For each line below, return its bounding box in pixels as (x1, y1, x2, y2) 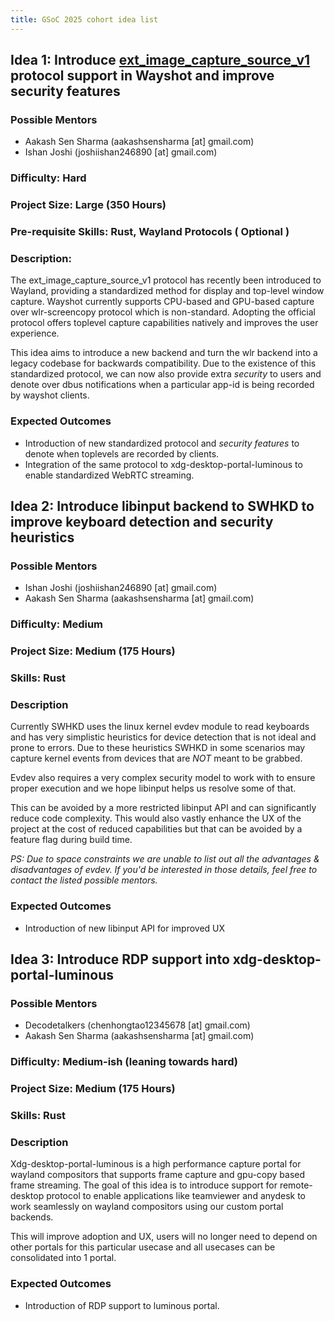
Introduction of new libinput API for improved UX (24, 922, 226, 934)
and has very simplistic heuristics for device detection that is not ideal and (10, 731, 317, 743)
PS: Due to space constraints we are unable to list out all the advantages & (10, 853, 320, 865)
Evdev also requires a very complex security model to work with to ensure (10, 772, 316, 784)
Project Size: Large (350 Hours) (10, 198, 167, 212)
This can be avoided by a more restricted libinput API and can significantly (10, 802, 317, 814)
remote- (279, 1179, 313, 1191)
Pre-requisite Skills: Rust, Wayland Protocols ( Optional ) (10, 225, 290, 239)
